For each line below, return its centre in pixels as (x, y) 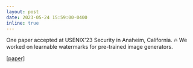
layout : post (23, 12)
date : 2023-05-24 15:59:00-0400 (47, 17)
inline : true (23, 23)
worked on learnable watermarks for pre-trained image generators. (90, 47)
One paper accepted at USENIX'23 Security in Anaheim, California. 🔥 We (97, 40)
